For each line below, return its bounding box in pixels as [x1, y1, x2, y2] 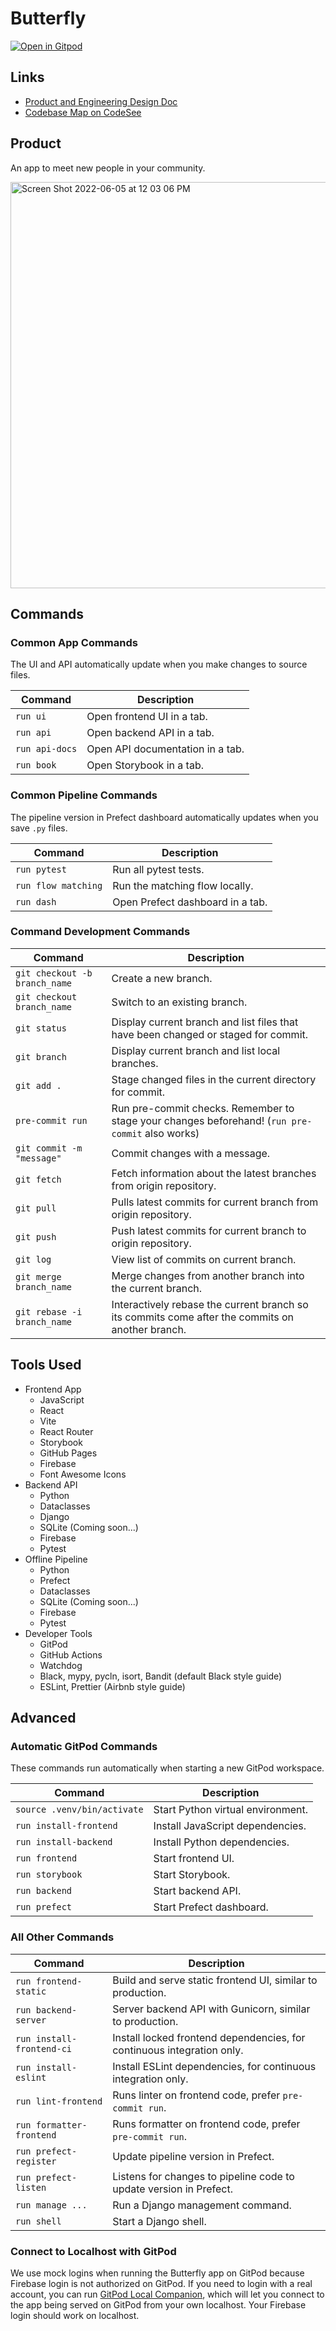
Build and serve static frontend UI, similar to [112, 1973, 318, 1987]
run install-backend [15, 1837, 113, 1848]
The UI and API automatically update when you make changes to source [10, 658, 308, 671]
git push [15, 1231, 57, 1242]
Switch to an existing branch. [111, 995, 248, 1009]
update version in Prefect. [112, 2182, 234, 2196]
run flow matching [15, 880, 103, 891]
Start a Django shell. [112, 2214, 207, 2228]
